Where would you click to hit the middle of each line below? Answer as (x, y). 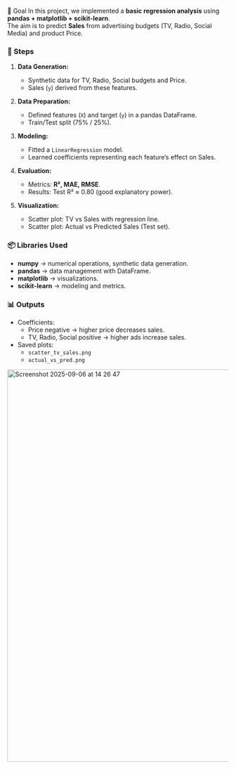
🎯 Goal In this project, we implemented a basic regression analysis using (113, 11)
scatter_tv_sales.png (59, 353)
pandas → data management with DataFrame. (84, 271)
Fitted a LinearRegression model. (76, 150)
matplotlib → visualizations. (58, 278)
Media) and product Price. (45, 33)
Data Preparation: (44, 101)
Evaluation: (34, 171)
